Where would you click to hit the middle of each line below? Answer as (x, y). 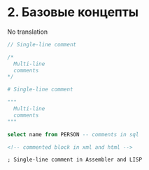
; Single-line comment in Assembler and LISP (74, 160)
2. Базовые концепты (73, 12)
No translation (28, 32)
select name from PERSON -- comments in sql (73, 134)
